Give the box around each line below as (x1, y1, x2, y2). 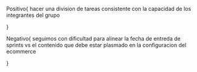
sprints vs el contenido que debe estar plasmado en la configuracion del (6, 42, 187, 48)
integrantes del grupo (6, 11, 60, 19)
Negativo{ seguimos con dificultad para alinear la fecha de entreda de (6, 35, 181, 42)
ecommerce (6, 48, 36, 55)
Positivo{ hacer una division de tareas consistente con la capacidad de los (6, 5, 192, 12)
